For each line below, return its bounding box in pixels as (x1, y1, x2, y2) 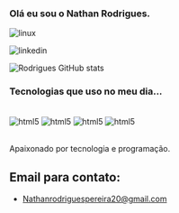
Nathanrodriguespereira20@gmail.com (22, 193, 167, 205)
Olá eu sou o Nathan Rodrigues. (9, 7, 151, 20)
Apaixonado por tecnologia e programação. (9, 144, 171, 154)
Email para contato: (9, 170, 121, 185)
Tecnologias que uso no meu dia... (9, 85, 163, 97)
